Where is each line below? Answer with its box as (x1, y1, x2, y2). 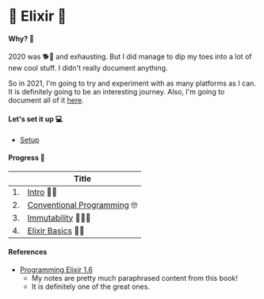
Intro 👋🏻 (27, 186, 58, 197)
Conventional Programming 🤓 (27, 199, 138, 210)
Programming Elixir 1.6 (19, 265, 94, 274)
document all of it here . (8, 95, 85, 105)
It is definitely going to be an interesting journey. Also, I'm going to (8, 87, 225, 97)
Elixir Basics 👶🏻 (27, 225, 85, 236)
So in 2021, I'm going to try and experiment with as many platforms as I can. (8, 79, 256, 88)
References (8, 247, 48, 257)
